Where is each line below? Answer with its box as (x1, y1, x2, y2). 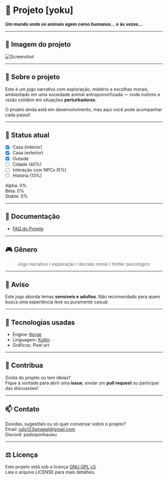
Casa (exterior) (12, 150, 43, 156)
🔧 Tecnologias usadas (5, 318, 75, 327)
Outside (12, 155, 29, 162)
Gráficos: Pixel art (12, 342, 49, 348)
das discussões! (5, 385, 39, 391)
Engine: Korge (12, 331, 41, 337)
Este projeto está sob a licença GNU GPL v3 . (5, 464, 97, 470)
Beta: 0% (5, 188, 24, 194)
